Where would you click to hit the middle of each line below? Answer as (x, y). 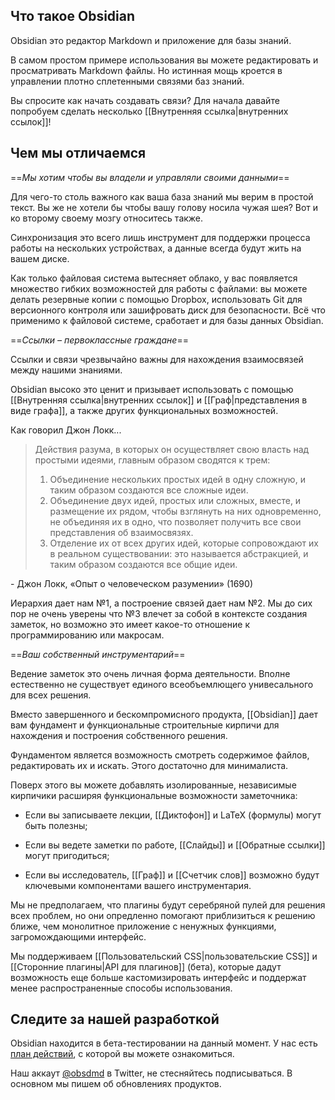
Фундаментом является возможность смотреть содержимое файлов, (160, 755)
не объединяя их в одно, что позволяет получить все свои (175, 521)
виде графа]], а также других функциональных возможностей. (144, 410)
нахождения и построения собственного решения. (119, 735)
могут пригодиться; (67, 855)
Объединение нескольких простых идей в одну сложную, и (177, 479)
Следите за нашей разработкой (115, 1019)
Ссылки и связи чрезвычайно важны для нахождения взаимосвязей (157, 359)
